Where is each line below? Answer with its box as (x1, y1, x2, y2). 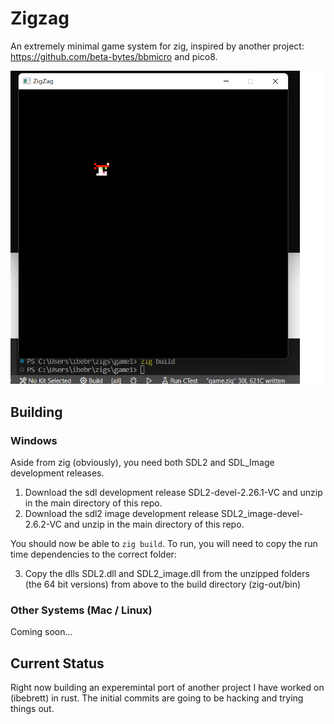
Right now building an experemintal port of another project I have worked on (10, 682, 325, 694)
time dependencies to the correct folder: (10, 548, 177, 560)
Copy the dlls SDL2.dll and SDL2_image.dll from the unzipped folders (24, 567, 310, 579)
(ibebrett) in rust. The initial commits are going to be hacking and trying (10, 692, 304, 704)
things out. (10, 703, 55, 715)
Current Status (10, 655, 105, 672)
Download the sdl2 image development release (24, 507, 220, 519)
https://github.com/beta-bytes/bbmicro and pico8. (10, 50, 218, 62)
